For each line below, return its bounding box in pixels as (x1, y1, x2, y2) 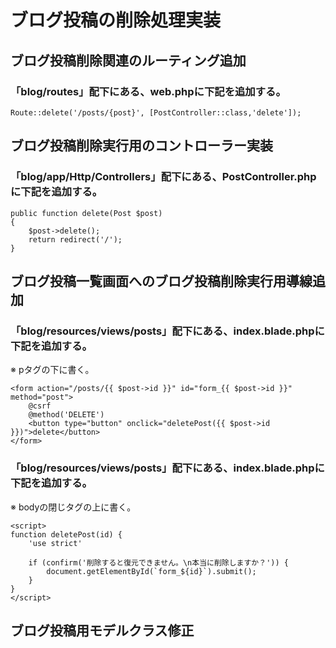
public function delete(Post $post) (10, 208, 163, 218)
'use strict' (28, 538, 83, 548)
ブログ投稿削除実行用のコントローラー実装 (10, 137, 273, 155)
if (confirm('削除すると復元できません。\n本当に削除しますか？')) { (28, 557, 289, 568)
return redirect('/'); (28, 234, 123, 245)
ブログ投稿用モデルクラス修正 (10, 622, 195, 639)
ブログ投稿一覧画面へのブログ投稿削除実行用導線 (10, 272, 313, 290)
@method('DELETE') (28, 410, 105, 420)
